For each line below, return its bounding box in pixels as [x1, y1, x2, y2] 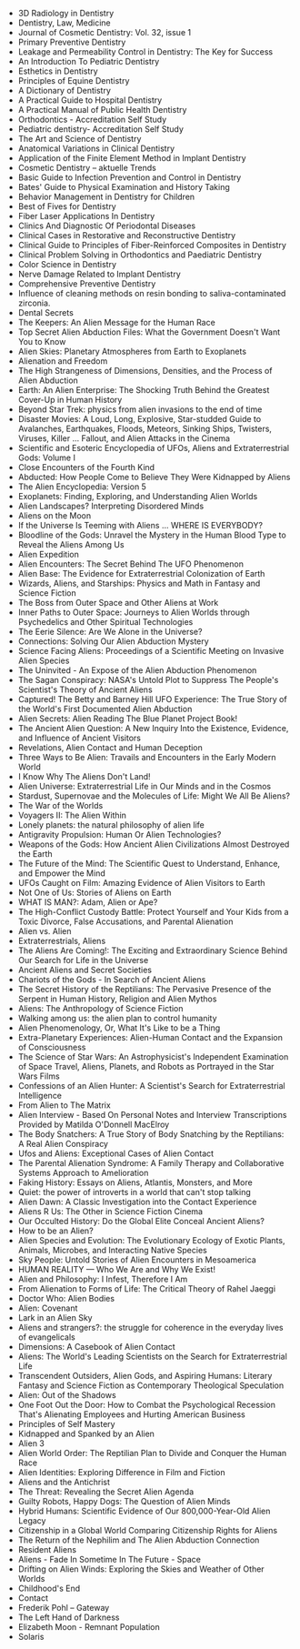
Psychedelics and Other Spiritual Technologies [17, 617, 194, 627]
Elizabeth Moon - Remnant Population [17, 1622, 161, 1632]
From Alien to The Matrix [17, 1100, 111, 1111]
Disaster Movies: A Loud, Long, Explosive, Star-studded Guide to [17, 414, 262, 424]
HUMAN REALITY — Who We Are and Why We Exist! [17, 1264, 216, 1274]
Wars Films [17, 1071, 61, 1081]
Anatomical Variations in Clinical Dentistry [17, 143, 175, 154]
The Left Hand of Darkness [17, 1612, 120, 1623]
